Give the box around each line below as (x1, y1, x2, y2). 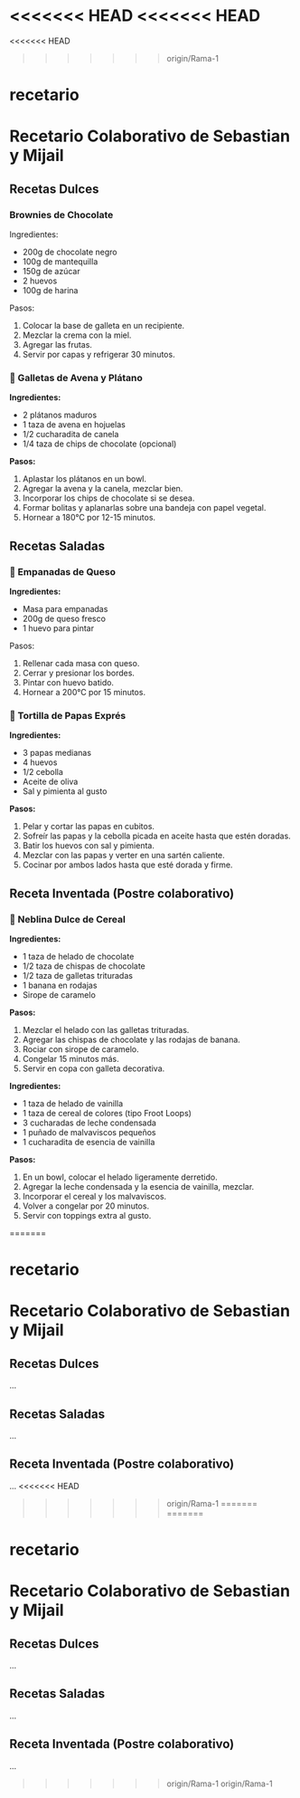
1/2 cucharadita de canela (22, 429, 119, 440)
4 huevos (22, 757, 58, 768)
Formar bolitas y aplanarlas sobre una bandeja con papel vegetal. (22, 502, 267, 513)
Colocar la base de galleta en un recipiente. (22, 320, 185, 330)
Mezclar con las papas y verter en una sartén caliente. (22, 850, 226, 861)
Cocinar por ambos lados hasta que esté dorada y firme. (22, 859, 233, 870)
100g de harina (22, 285, 79, 295)
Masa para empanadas (22, 603, 108, 614)
